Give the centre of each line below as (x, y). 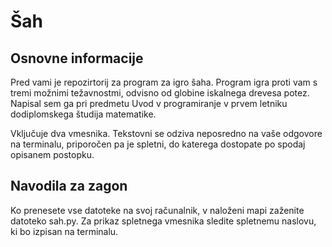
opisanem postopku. (52, 154)
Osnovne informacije (77, 58)
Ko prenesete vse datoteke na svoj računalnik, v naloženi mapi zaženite (157, 210)
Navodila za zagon (69, 186)
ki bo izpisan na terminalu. (64, 231)
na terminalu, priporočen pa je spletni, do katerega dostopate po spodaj (158, 144)
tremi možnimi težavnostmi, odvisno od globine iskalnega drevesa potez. (160, 93)
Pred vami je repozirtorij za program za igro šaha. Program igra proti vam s (164, 82)
